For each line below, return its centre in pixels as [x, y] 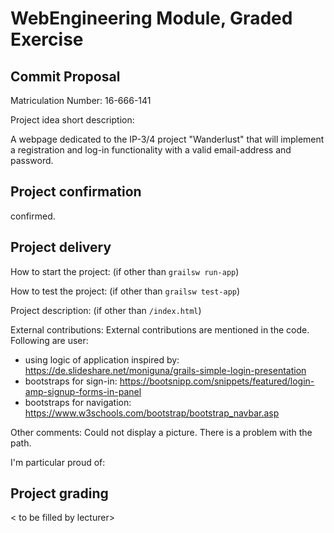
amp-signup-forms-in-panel [83, 391]
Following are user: [49, 340]
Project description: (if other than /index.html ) [106, 310]
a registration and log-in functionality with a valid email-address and [151, 150]
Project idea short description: [72, 120]
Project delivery [61, 247]
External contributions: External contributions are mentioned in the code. [160, 329]
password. [32, 160]
